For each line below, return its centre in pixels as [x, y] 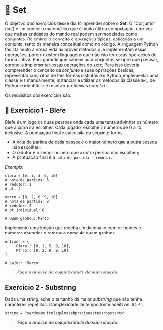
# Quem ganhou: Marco [27, 218]
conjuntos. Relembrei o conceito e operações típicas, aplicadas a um [74, 39]
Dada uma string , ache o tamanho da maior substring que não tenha [74, 299]
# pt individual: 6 [25, 210]
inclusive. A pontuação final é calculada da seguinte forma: [64, 132]
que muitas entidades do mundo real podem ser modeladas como [71, 34]
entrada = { [17, 242]
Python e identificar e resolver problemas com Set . [56, 85]
